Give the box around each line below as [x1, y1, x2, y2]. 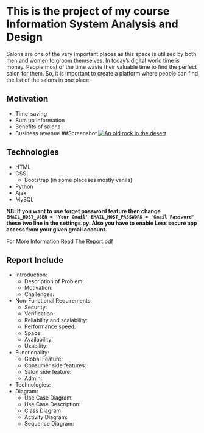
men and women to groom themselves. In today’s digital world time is [6, 57, 180, 64]
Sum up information [15, 116, 65, 124]
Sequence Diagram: [24, 420, 74, 428]
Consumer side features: [24, 362, 86, 369]
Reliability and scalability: [24, 317, 88, 324]
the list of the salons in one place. [6, 76, 91, 83]
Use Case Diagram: [24, 394, 73, 401]
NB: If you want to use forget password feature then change [6, 207, 161, 214]
